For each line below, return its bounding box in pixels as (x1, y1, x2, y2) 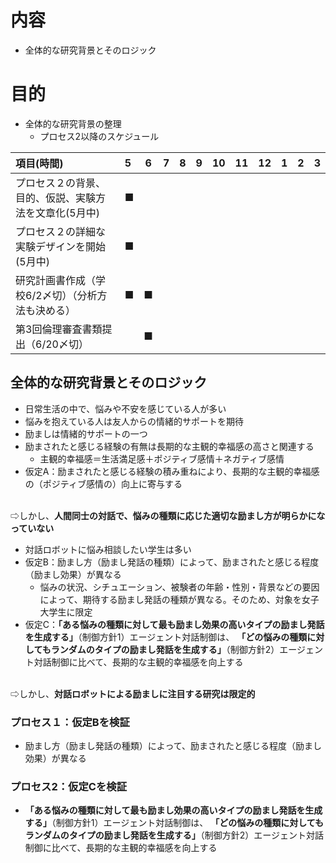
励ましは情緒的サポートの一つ (24, 427, 148, 440)
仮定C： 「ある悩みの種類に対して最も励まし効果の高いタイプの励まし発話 (24, 618, 325, 630)
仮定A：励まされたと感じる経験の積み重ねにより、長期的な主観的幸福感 (24, 465, 320, 477)
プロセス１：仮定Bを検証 (10, 715, 130, 729)
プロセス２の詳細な (15, 224, 107, 238)
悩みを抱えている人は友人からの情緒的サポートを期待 (24, 415, 245, 427)
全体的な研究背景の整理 (24, 117, 122, 130)
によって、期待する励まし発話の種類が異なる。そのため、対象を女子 (39, 593, 320, 605)
